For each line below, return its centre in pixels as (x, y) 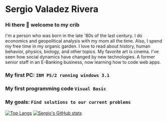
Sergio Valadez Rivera (52, 9)
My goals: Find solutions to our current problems (68, 102)
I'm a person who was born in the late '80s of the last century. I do (74, 35)
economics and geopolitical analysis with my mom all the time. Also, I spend (84, 41)
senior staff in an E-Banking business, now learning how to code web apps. (83, 62)
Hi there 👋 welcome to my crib (42, 25)
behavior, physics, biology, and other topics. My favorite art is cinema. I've (82, 51)
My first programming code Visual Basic (56, 88)
